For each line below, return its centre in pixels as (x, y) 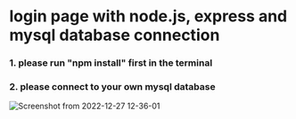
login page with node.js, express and (148, 16)
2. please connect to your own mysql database (112, 87)
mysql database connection (115, 35)
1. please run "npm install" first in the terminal (111, 63)
